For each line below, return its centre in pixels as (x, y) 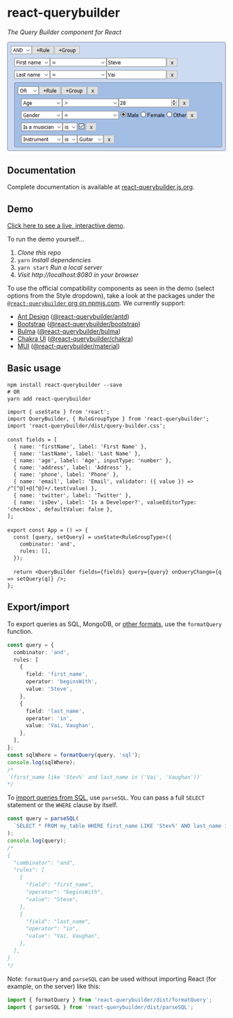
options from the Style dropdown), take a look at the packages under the (111, 296)
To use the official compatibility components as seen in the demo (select (111, 288)
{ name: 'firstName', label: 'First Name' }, (80, 447)
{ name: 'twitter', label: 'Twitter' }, (72, 495)
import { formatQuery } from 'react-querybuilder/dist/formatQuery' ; (110, 1000)
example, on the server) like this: (54, 986)
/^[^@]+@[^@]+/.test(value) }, (52, 488)
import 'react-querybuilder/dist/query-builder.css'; (87, 426)
